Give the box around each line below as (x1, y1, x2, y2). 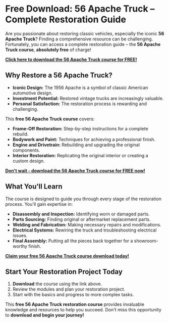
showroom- (134, 238, 158, 244)
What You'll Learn (5, 182, 63, 191)
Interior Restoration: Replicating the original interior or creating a (12, 152, 148, 158)
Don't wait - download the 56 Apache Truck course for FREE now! (5, 167, 145, 173)
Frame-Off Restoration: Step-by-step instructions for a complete (12, 125, 148, 131)
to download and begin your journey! (5, 312, 84, 318)
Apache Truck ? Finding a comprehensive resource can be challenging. (5, 36, 153, 42)
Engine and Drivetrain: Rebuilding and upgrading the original (12, 142, 140, 148)
